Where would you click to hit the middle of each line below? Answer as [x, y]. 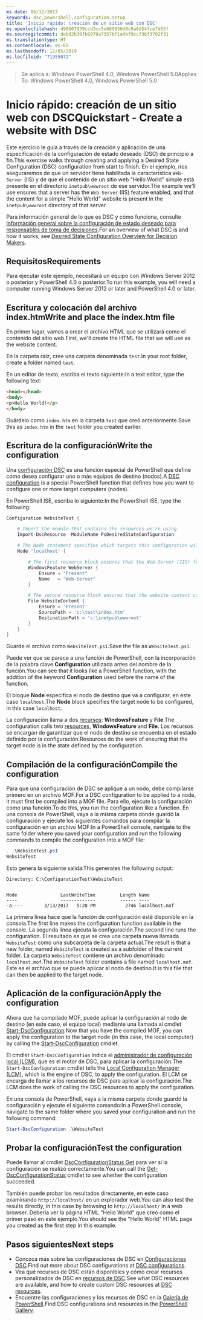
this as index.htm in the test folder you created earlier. [74, 427]
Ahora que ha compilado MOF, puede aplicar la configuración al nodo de [97, 1017]
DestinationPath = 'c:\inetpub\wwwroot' [90, 618]
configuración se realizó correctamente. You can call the [76, 1169]
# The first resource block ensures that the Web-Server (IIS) [109, 562]
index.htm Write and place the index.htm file [91, 317]
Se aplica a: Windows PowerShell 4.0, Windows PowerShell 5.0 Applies [109, 74]
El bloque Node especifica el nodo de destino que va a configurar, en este [99, 695]
